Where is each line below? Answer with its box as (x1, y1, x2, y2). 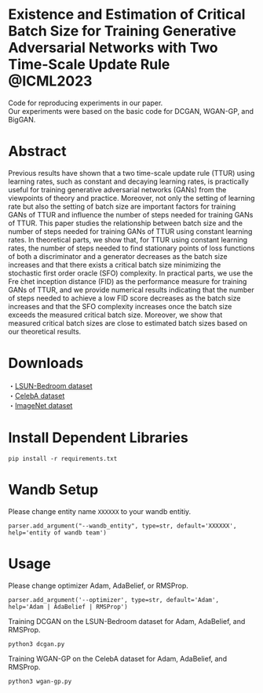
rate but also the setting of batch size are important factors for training (8, 202, 236, 211)
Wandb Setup (8, 480, 99, 498)
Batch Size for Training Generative (8, 22, 237, 40)
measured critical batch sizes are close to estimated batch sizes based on (8, 318, 248, 327)
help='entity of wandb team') (8, 528, 108, 537)
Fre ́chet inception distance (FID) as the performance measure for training (8, 276, 247, 286)
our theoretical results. (8, 326, 82, 336)
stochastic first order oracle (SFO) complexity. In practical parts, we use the (8, 268, 254, 278)
